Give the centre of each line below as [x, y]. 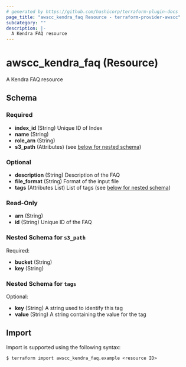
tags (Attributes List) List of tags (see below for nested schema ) [93, 188]
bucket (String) [33, 262]
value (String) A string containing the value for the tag [80, 314]
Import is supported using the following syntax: [63, 347]
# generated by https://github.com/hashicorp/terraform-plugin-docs [92, 12]
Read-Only [22, 203]
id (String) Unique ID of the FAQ [53, 222]
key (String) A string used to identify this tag [68, 308]
